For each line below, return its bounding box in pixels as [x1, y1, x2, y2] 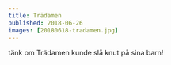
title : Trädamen [8, 11, 62, 20]
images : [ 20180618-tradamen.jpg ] [8, 26, 119, 34]
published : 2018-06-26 [8, 19, 83, 27]
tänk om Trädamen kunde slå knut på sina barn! [8, 48, 164, 58]
